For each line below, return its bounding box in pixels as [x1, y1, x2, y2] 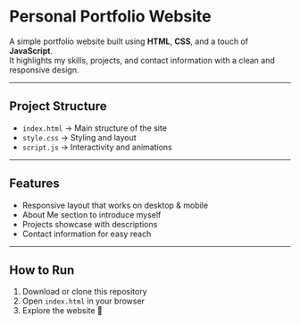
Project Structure [9, 98, 107, 114]
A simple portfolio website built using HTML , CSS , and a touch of [9, 36, 248, 47]
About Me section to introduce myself [21, 209, 162, 220]
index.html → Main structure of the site [21, 123, 168, 133]
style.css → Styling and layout [21, 132, 137, 142]
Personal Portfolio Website [9, 6, 212, 27]
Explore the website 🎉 [21, 305, 103, 316]
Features [9, 176, 60, 192]
